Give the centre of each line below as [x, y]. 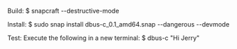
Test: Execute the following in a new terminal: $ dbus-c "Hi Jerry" [104, 38]
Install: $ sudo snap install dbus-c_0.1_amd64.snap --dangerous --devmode [118, 24]
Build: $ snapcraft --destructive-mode [63, 11]
